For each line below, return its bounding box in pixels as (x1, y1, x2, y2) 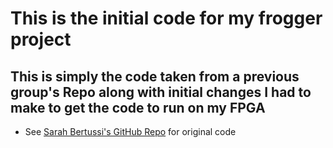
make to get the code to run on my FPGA (10, 99, 266, 116)
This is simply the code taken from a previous (10, 68, 300, 85)
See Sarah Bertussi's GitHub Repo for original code (24, 126, 237, 137)
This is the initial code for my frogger (10, 7, 323, 30)
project (10, 28, 72, 51)
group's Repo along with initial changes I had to (10, 83, 312, 101)
